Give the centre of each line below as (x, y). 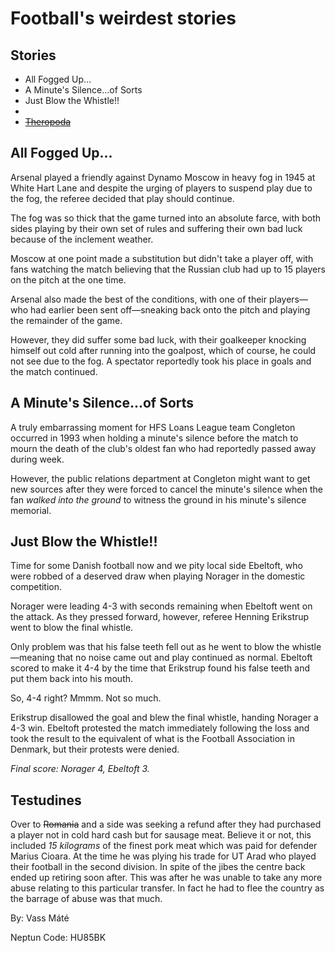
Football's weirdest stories (123, 18)
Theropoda (48, 121)
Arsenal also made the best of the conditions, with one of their (139, 299)
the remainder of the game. (66, 320)
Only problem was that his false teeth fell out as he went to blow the (150, 647)
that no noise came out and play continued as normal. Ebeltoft (184, 658)
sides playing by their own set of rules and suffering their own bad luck (156, 228)
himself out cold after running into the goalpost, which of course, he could (163, 350)
